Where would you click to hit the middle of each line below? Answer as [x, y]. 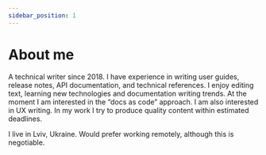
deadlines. [25, 119]
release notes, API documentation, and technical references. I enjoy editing [131, 85]
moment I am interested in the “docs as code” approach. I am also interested [133, 102]
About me [41, 54]
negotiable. [27, 142]
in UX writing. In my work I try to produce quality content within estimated [129, 110]
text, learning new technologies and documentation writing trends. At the [128, 93]
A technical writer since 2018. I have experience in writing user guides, [124, 77]
